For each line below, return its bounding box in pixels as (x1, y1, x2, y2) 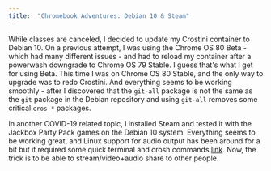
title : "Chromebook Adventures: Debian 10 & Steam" (8, 11, 190, 20)
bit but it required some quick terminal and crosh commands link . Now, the (8, 144, 256, 154)
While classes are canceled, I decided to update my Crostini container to (8, 34, 251, 44)
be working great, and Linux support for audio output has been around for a (8, 135, 260, 146)
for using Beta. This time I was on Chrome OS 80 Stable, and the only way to (8, 68, 264, 78)
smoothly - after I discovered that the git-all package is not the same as (8, 86, 253, 96)
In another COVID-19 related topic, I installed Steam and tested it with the (8, 118, 252, 128)
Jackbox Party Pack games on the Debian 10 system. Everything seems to (8, 127, 256, 137)
